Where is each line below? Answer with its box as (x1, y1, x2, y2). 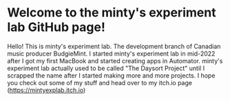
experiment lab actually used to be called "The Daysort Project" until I (7, 64, 205, 72)
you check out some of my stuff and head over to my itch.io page (7, 78, 193, 87)
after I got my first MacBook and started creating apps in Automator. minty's (7, 56, 223, 65)
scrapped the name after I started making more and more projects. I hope (7, 71, 216, 80)
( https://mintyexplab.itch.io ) (7, 86, 86, 94)
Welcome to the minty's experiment (7, 5, 216, 21)
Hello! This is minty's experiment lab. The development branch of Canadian (7, 42, 221, 50)
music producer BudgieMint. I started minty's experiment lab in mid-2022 (7, 49, 216, 58)
